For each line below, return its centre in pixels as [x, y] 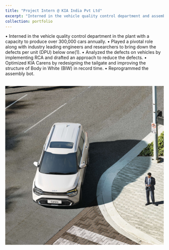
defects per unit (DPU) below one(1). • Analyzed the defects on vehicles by [83, 52]
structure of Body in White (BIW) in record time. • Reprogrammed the [77, 69]
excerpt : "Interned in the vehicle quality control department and [77, 16]
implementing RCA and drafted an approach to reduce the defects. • [76, 57]
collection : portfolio [29, 21]
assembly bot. [20, 74]
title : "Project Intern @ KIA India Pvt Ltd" [54, 11]
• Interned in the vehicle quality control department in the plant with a [77, 36]
